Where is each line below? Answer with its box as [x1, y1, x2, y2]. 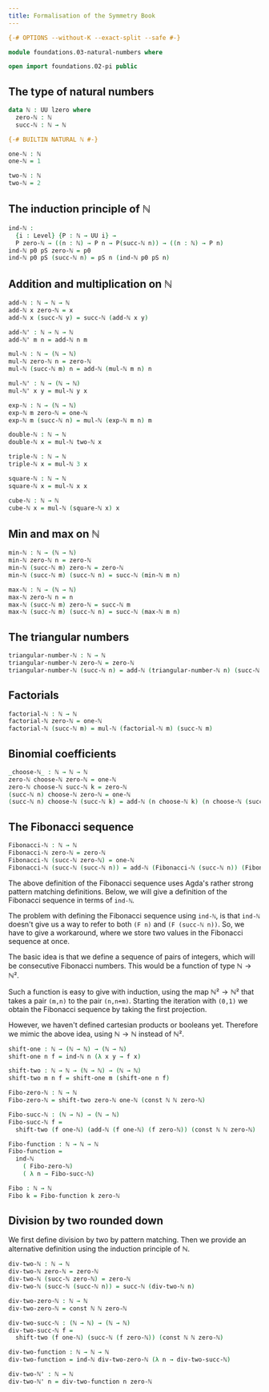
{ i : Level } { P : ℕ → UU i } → [15, 232, 116, 240]
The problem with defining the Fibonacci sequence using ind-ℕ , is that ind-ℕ [8, 910, 260, 920]
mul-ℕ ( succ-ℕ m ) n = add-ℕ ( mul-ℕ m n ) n [8, 365, 152, 373]
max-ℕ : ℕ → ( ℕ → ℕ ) [8, 586, 78, 594]
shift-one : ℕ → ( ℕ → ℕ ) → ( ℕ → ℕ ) [8, 1045, 127, 1053]
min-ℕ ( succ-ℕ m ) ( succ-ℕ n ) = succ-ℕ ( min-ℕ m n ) [8, 571, 181, 579]
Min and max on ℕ [8, 527, 100, 541]
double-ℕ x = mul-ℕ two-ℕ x [8, 438, 102, 446]
